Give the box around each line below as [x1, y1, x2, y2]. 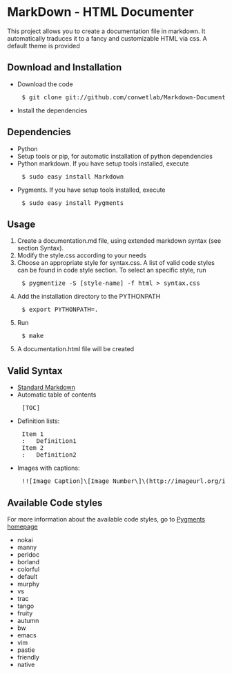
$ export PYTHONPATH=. [21, 306, 99, 314]
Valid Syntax [7, 365, 63, 377]
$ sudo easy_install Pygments [21, 199, 124, 207]
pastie [17, 646, 35, 654]
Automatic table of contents [17, 390, 97, 399]
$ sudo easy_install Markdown [21, 172, 124, 180]
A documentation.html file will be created [17, 345, 135, 353]
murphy [17, 580, 40, 588]
